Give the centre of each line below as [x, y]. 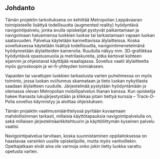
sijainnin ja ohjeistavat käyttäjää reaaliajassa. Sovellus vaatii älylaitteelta [77, 61]
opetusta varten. [21, 151]
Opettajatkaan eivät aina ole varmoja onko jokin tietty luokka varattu [73, 146]
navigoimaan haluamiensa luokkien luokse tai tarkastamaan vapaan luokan [80, 35]
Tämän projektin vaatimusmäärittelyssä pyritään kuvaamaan [65, 111]
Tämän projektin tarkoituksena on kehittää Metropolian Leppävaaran [74, 19]
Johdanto [20, 8]
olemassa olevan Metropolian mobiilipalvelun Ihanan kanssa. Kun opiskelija [80, 91]
